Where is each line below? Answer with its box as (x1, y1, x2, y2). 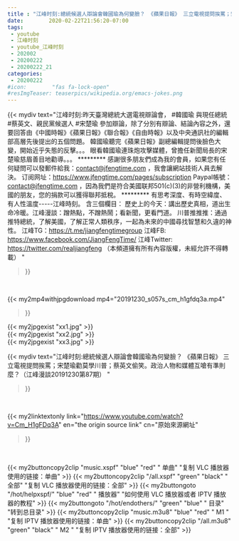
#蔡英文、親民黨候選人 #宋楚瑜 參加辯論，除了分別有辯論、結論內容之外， (7, 119, 225, 128)
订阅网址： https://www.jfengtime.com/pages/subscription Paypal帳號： (21, 172, 232, 182)
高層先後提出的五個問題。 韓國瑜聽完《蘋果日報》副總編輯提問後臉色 (13, 137, 215, 146)
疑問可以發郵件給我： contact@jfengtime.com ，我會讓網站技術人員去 (13, 164, 217, 172)
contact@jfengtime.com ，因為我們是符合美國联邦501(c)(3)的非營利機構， (7, 182, 225, 190)
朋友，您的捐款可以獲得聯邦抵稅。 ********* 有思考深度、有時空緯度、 (19, 190, 226, 200)
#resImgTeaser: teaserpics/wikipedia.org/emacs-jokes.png (7, 90, 183, 97)
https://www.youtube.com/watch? (83, 412, 184, 421)
